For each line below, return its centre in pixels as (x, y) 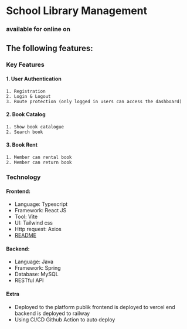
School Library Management (77, 11)
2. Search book (25, 132)
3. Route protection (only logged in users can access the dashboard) (94, 101)
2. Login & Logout (28, 96)
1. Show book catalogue (35, 127)
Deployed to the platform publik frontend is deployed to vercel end (95, 307)
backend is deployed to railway (52, 313)
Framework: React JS (40, 211)
